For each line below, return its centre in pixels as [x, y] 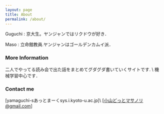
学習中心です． [25, 75]
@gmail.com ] [19, 106]
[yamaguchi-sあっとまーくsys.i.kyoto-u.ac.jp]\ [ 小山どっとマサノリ [74, 100]
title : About [19, 14]
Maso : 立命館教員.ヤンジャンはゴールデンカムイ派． [59, 44]
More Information [27, 58]
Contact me [20, 89]
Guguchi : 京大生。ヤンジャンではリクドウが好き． [57, 34]
